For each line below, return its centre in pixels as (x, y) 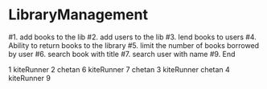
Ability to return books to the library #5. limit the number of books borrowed (134, 45)
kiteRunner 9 (29, 78)
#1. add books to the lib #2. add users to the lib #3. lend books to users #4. (133, 37)
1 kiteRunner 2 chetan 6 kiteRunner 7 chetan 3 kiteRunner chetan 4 (119, 69)
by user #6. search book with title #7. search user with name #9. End (122, 54)
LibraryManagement (78, 15)
